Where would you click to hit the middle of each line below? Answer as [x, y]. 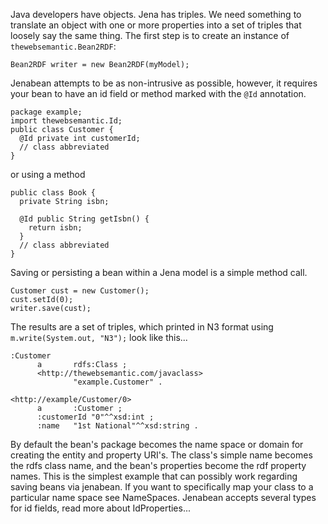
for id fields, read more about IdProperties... [101, 508]
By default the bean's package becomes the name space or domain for [157, 444]
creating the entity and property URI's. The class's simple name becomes [161, 455]
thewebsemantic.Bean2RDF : [63, 46]
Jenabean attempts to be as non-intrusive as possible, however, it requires [164, 83]
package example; [46, 112]
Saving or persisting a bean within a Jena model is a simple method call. [159, 272]
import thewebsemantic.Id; [66, 121]
